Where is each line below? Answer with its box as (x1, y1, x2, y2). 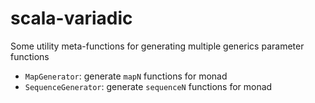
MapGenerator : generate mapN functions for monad (24, 70, 228, 82)
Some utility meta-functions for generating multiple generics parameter (10, 40, 305, 52)
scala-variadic (10, 7, 133, 30)
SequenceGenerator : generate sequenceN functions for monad (24, 80, 273, 92)
